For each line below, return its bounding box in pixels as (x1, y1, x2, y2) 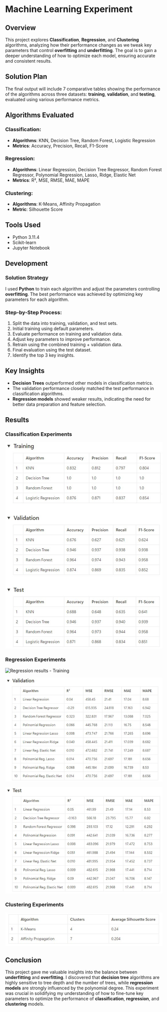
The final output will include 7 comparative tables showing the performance (5, 86, 161, 92)
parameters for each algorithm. (5, 296, 69, 302)
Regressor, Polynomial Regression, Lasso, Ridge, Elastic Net (12, 172, 136, 178)
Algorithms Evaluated (5, 111, 74, 120)
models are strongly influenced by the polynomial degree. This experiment (5, 985, 159, 991)
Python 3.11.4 (12, 234, 40, 240)
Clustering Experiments (5, 901, 64, 908)
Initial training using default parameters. (12, 325, 95, 331)
